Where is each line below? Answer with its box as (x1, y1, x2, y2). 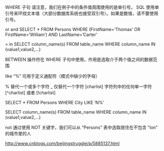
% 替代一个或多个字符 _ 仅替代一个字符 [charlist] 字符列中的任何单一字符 (5, 84, 152, 90)
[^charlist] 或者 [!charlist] (5, 90, 56, 95)
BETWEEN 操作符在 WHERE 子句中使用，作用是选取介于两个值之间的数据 (5, 57, 153, 62)
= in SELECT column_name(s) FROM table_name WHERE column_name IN (5, 41, 156, 47)
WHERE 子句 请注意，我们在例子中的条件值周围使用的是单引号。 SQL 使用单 (5, 4, 159, 10)
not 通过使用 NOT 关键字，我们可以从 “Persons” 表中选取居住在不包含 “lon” (5, 124, 158, 130)
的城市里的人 (5, 131, 31, 136)
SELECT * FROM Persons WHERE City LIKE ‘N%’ (5, 100, 104, 105)
